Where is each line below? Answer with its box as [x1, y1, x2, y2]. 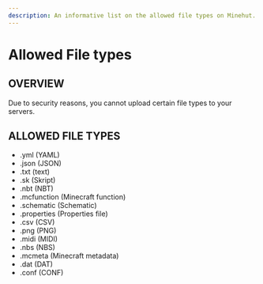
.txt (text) [19, 167, 50, 176]
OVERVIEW [8, 77, 65, 91]
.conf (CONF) [19, 268, 64, 278]
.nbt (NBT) [19, 184, 54, 194]
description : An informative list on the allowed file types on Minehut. [8, 11, 257, 20]
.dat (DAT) [19, 259, 54, 269]
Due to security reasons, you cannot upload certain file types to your [8, 98, 232, 108]
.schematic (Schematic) [19, 201, 97, 210]
